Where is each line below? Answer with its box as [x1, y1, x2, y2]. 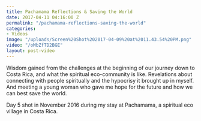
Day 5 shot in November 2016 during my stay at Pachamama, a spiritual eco [6, 101, 194, 108]
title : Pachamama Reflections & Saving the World [6, 8, 133, 15]
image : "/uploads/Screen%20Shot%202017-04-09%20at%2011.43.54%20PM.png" [6, 37, 192, 43]
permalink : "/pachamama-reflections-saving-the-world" [6, 20, 146, 26]
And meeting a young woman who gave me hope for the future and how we [6, 83, 193, 90]
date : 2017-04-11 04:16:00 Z [6, 14, 79, 20]
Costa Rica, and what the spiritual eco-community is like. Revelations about [6, 70, 193, 78]
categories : [6, 25, 36, 32]
